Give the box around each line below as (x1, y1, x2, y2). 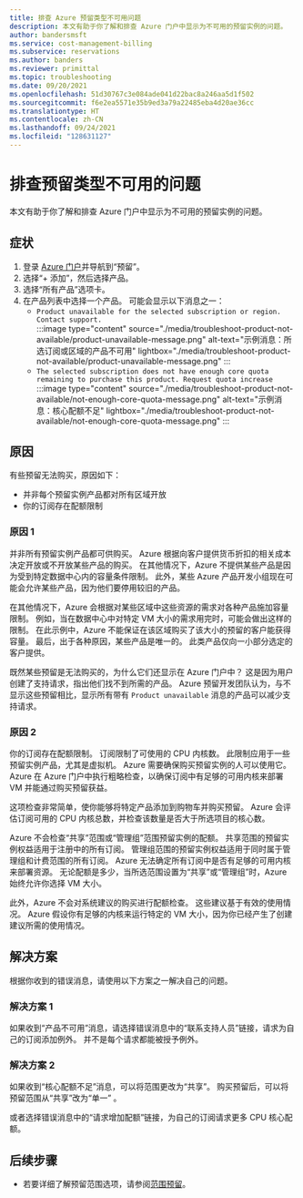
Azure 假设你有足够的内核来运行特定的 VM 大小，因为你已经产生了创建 (26, 908, 293, 920)
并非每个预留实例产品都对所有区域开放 (22, 489, 167, 500)
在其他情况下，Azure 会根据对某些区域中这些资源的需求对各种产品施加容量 (9, 601, 289, 612)
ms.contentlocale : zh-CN (9, 115, 104, 124)
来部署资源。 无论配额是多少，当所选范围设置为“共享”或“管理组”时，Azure (9, 866, 288, 877)
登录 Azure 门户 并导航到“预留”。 (22, 261, 145, 271)
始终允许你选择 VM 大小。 (9, 878, 107, 889)
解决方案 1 (9, 999, 54, 1012)
